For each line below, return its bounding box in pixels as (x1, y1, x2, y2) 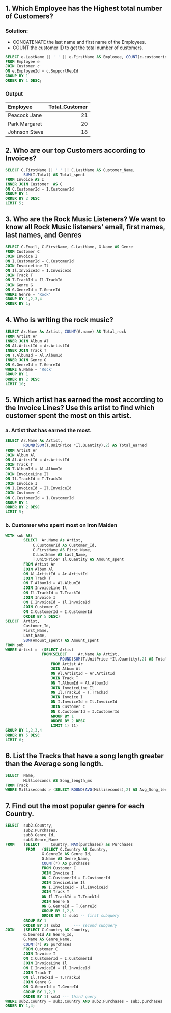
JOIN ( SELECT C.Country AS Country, (5, 927, 90, 933)
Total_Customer (48, 103, 88, 110)
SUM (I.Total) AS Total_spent (23, 172, 85, 177)
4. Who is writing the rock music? (5, 315, 113, 324)
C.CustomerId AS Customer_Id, (32, 543, 97, 548)
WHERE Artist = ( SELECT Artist (5, 647, 74, 652)
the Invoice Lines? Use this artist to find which (5, 403, 155, 412)
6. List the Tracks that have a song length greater (5, 751, 164, 760)
